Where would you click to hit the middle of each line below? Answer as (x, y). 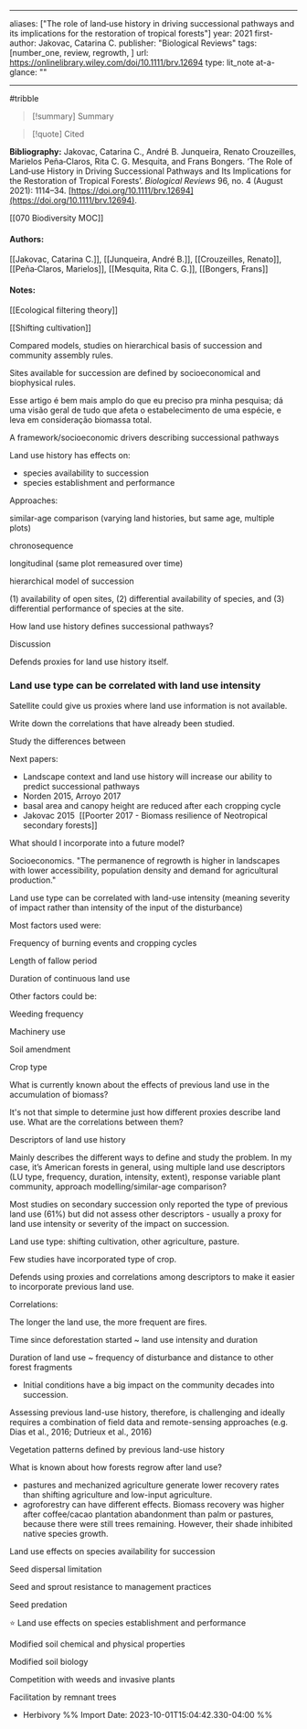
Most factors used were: (56, 925)
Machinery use (37, 1031)
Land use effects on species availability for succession (112, 1551)
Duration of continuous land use (70, 978)
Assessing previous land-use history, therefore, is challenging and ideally (148, 1412)
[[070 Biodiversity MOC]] (57, 218)
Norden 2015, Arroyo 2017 (72, 796)
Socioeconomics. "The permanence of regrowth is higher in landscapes (145, 860)
